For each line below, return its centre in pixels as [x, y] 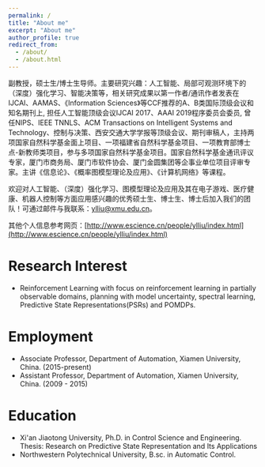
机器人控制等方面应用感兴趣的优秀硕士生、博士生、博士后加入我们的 [132, 198]
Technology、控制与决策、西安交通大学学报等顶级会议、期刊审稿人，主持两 [131, 132]
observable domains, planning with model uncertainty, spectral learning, [137, 296]
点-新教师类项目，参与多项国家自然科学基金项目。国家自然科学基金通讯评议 [131, 152]
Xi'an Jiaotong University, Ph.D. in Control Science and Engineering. [131, 437]
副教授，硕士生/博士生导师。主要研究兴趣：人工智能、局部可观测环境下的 [127, 83]
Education [42, 415]
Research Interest [68, 266]
